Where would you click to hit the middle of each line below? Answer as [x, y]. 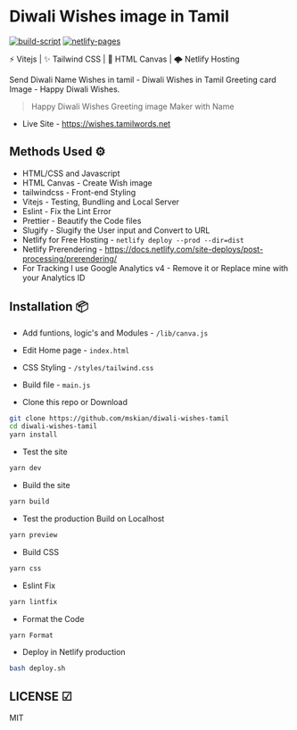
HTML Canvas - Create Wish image [87, 182]
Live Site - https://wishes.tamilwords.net [96, 123]
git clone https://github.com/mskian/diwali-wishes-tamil [119, 418]
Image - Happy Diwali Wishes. [65, 89]
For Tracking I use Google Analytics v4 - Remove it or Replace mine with [155, 268]
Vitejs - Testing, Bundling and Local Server [101, 202]
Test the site [45, 452]
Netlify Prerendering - [62, 249]
